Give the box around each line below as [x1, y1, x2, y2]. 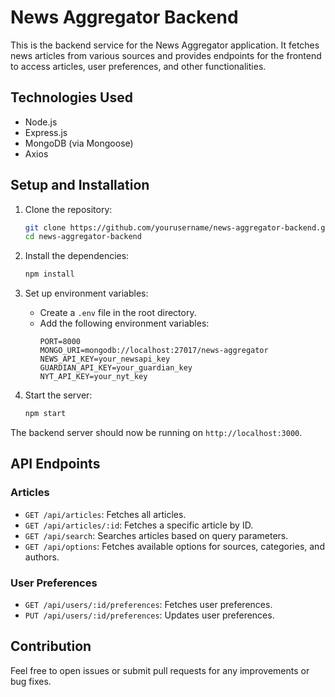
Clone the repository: [24, 203, 113, 215]
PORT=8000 [39, 337, 82, 347]
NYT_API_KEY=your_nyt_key [39, 372, 148, 382]
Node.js [24, 116, 58, 128]
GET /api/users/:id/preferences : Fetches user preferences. [24, 599, 273, 611]
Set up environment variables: [24, 287, 149, 300]
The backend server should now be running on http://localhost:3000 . [10, 427, 303, 439]
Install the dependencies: [24, 250, 130, 262]
